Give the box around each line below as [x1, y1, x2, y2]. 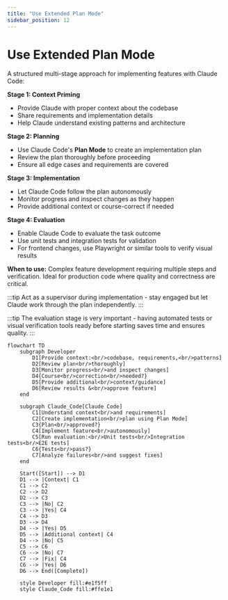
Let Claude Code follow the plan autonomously [17, 187, 152, 196]
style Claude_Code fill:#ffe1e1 [19, 586, 113, 593]
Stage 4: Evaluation [7, 216, 65, 224]
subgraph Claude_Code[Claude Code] [19, 403, 123, 411]
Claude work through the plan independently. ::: [7, 301, 144, 309]
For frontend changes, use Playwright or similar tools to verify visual [17, 244, 213, 253]
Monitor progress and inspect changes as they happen [17, 195, 174, 203]
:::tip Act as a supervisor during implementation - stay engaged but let [7, 293, 209, 301]
